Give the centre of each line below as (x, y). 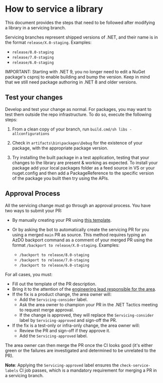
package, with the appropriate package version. (60, 148)
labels (12, 371)
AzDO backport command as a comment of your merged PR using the (82, 240)
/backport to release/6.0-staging (54, 265)
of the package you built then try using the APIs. (61, 178)
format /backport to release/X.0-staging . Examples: (66, 245)
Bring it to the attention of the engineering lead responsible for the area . (84, 289)
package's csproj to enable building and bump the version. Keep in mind (77, 77)
